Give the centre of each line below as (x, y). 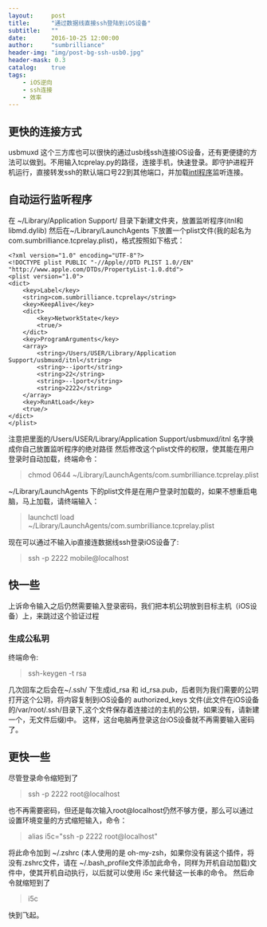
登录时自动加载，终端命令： (54, 459)
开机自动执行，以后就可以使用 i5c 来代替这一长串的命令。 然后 (145, 872)
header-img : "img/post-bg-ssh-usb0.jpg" (77, 53)
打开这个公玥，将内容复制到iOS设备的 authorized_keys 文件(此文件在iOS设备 (133, 700)
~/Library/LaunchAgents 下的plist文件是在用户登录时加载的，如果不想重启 (130, 491)
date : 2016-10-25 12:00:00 (64, 38)
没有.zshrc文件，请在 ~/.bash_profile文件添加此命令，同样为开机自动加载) (129, 862)
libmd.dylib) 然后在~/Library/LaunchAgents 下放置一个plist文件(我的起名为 (130, 230)
